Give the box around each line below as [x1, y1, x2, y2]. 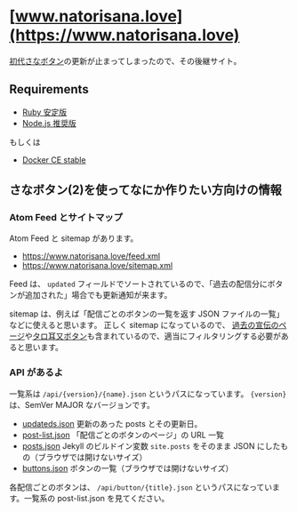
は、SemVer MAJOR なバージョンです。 [9, 399, 156, 410]
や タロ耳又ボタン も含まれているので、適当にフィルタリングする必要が [24, 331, 282, 341]
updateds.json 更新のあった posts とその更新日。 [21, 418, 203, 428]
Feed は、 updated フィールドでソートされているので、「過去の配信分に [9, 278, 269, 290]
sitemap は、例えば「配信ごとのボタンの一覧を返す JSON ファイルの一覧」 [9, 308, 285, 319]
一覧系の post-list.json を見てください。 [23, 492, 170, 503]
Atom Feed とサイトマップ [9, 212, 123, 224]
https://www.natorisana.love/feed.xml [21, 251, 161, 261]
